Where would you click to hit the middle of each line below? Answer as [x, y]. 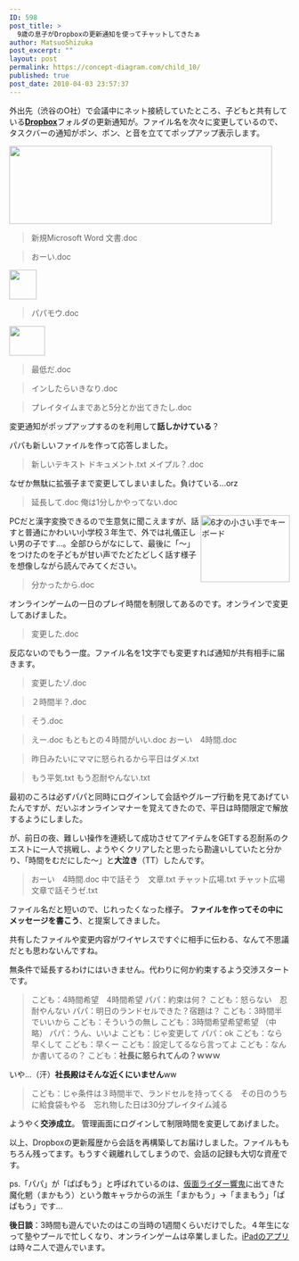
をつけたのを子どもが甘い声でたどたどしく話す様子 [103, 554]
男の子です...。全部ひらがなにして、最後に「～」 [105, 543]
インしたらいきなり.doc [74, 388]
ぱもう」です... [36, 1206]
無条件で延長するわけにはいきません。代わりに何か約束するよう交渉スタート [149, 969]
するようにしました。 [48, 818]
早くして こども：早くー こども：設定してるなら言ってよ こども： [151, 1044]
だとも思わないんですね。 [56, 950]
